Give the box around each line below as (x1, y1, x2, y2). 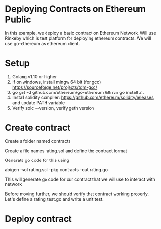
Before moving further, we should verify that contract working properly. (5, 191, 149, 197)
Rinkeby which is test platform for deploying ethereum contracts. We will (5, 35, 151, 41)
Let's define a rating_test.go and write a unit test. (5, 196, 104, 202)
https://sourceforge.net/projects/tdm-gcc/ (12, 84, 98, 90)
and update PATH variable (12, 99, 65, 106)
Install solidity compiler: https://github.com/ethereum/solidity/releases (12, 94, 154, 100)
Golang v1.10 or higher (12, 73, 57, 79)
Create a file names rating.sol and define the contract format (5, 148, 127, 154)
